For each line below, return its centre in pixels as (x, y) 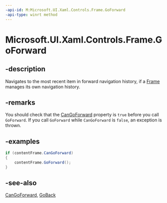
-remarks (20, 103)
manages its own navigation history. (43, 87)
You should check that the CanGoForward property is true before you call (82, 115)
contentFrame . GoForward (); (43, 163)
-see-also (21, 183)
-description (25, 69)
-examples (23, 141)
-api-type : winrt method (31, 15)
